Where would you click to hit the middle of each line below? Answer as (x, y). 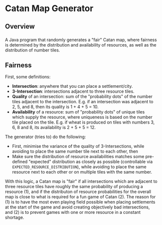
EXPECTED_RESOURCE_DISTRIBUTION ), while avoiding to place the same (79, 167)
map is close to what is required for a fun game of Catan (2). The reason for (81, 197)
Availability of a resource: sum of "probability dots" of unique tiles (78, 112)
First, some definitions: (28, 77)
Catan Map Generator (49, 8)
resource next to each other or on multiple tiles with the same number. (82, 172)
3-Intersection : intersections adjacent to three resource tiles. (73, 91)
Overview (20, 26)
